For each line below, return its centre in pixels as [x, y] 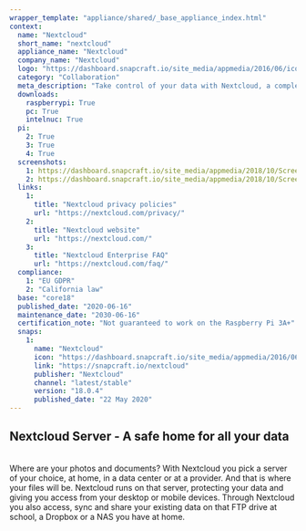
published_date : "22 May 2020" [93, 400]
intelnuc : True [55, 120]
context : [26, 26]
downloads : [38, 94]
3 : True [40, 145]
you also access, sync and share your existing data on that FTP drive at [143, 506]
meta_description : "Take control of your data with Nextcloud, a [144, 86]
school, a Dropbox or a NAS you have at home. [97, 516]
